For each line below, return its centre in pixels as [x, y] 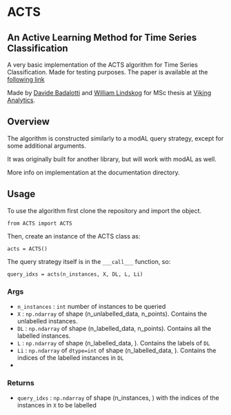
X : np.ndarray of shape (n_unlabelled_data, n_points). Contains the [112, 314]
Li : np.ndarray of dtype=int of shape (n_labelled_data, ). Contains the [117, 350]
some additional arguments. [47, 145]
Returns [21, 383]
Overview [29, 122]
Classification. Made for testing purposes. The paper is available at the [108, 72]
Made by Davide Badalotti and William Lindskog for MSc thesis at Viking [109, 93]
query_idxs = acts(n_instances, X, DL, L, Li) [75, 274]
